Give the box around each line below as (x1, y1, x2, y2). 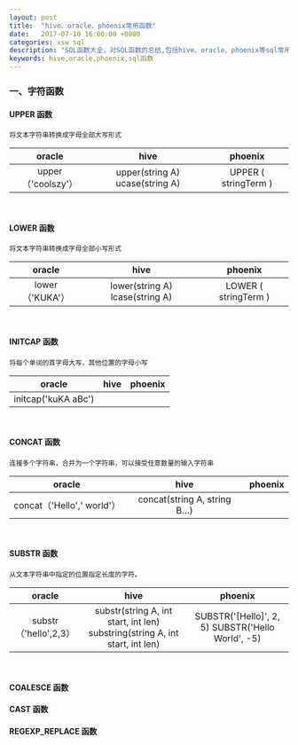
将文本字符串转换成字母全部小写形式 (9, 245, 122, 254)
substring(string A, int (88, 626, 179, 639)
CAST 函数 (9, 704, 49, 715)
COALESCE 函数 (9, 682, 69, 693)
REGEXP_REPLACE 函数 (9, 725, 98, 736)
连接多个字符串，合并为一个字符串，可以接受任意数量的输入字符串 (9, 459, 215, 467)
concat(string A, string (137, 493, 232, 506)
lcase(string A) (110, 291, 173, 303)
